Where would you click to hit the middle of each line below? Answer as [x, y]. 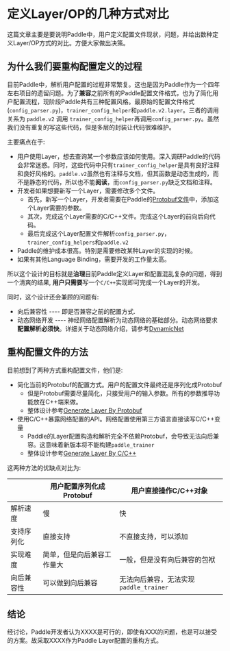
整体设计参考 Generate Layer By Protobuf [85, 410]
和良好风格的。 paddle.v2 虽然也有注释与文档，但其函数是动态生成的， [115, 173]
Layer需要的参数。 [59, 208]
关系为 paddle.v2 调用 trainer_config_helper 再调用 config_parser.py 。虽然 [113, 119]
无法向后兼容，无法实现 [157, 579]
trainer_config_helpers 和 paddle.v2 [78, 242]
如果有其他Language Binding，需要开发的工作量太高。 [93, 259]
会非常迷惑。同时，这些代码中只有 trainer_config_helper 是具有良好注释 [118, 164]
